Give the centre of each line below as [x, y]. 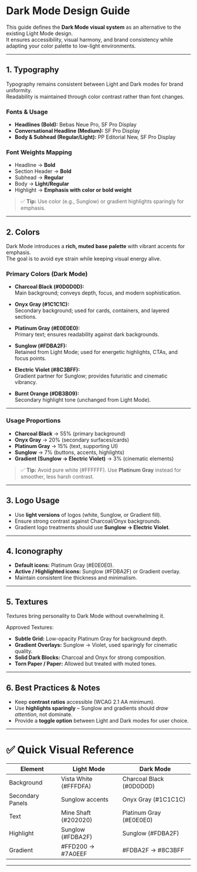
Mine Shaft [76, 813]
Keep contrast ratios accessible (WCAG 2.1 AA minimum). [85, 702]
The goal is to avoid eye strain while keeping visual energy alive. [84, 259]
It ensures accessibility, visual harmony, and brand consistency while [89, 39]
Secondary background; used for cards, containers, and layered [92, 310]
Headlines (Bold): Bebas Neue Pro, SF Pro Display [75, 125]
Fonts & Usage [27, 112]
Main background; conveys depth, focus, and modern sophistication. [98, 293]
